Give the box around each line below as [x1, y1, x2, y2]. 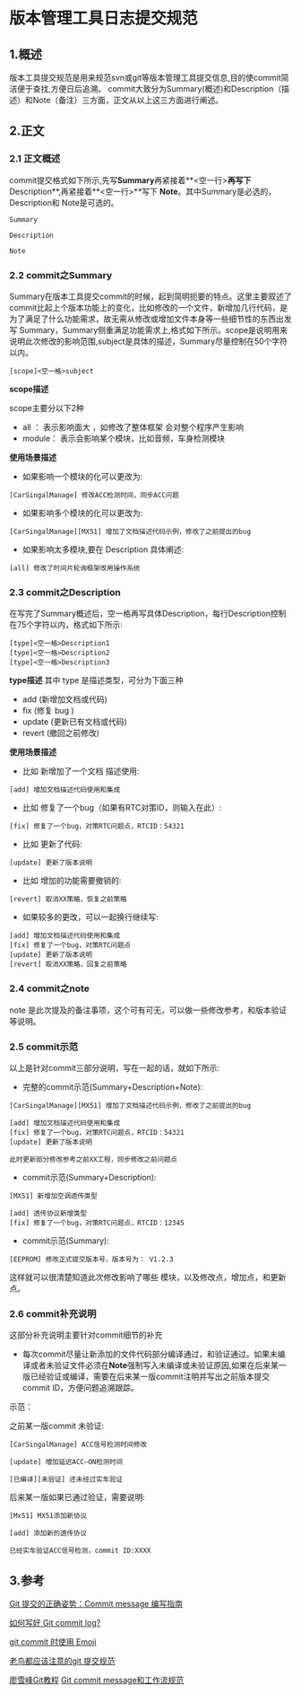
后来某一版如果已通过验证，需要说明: [9, 1492, 146, 1503]
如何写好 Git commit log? [9, 1617, 101, 1628]
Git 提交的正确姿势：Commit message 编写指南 [9, 1598, 184, 1609]
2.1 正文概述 [9, 153, 61, 165]
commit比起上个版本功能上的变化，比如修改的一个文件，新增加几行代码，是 [9, 302, 288, 312]
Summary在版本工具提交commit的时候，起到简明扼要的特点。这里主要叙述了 [9, 291, 292, 302]
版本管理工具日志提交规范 [9, 8, 199, 29]
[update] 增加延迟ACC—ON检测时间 [9, 1458, 124, 1467]
